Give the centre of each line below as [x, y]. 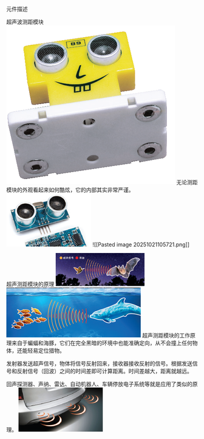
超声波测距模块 [25, 22]
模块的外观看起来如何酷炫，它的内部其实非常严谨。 [70, 190]
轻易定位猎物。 [46, 351]
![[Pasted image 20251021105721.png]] [141, 244]
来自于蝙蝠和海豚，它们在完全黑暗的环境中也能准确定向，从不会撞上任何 [102, 343]
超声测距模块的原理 [30, 284]
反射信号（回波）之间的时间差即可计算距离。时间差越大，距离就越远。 [104, 371]
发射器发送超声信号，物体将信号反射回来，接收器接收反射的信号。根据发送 [99, 363]
